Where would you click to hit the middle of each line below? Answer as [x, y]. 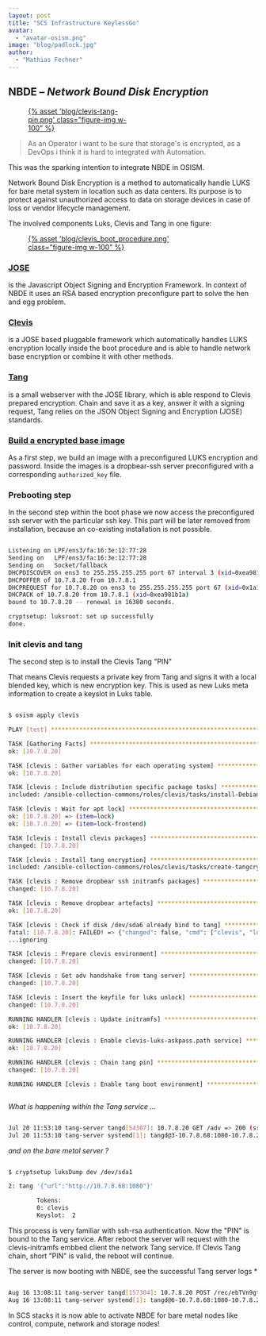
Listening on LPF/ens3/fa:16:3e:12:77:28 [78, 551]
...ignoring [28, 940]
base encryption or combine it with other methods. [91, 356]
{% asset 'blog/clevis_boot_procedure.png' [99, 238]
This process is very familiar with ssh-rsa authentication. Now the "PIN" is [129, 1230]
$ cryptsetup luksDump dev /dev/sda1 [70, 1172]
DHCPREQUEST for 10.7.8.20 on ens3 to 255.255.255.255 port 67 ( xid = [125, 587]
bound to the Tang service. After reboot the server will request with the [124, 1238]
